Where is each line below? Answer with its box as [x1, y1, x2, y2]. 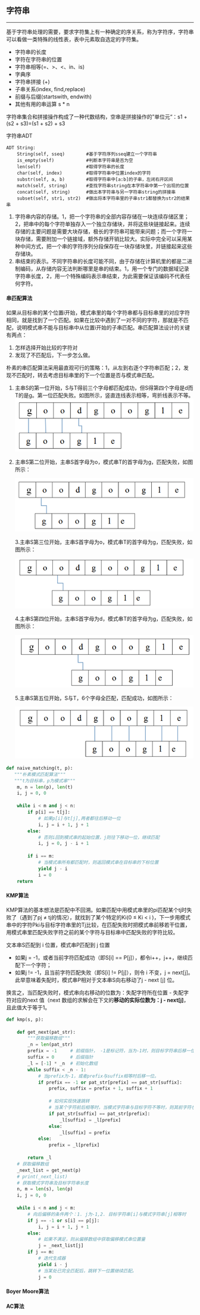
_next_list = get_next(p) [17, 1167, 82, 1173]
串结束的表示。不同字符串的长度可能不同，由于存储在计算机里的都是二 [14, 257, 187, 265]
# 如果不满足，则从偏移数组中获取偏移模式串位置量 [37, 1236, 146, 1242]
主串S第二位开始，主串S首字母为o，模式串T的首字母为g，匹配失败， [14, 458, 183, 465]
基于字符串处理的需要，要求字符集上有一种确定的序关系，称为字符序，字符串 [6, 28, 194, 35]
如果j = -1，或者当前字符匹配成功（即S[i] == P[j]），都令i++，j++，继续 [14, 954, 188, 961]
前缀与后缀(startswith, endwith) [14, 93, 92, 100]
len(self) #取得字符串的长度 [17, 163, 125, 170]
